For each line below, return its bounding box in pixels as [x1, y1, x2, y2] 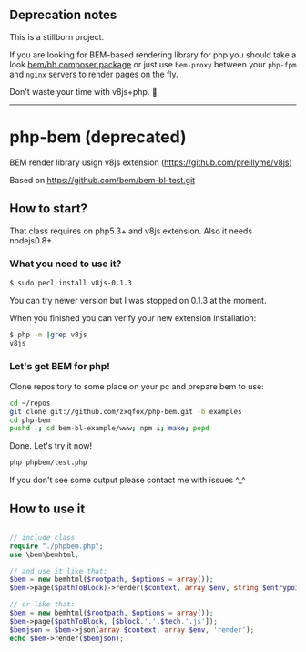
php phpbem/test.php [9, 458, 88, 468]
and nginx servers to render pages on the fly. [9, 68, 179, 79]
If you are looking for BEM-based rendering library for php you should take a [9, 49, 297, 60]
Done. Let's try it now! [9, 440, 93, 451]
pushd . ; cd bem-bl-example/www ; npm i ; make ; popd [9, 424, 209, 433]
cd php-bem [9, 415, 51, 425]
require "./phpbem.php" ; [9, 542, 104, 551]
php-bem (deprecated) [9, 127, 187, 147]
